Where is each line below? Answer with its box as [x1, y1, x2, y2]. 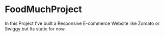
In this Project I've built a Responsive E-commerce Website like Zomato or [5, 20, 160, 26]
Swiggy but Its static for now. [5, 25, 66, 31]
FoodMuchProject [5, 4, 82, 15]
